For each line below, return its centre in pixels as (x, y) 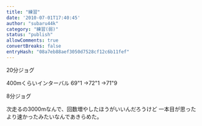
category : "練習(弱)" (32, 29)
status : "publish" (30, 35)
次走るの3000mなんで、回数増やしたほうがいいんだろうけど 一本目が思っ (99, 109)
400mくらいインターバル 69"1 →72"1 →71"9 (62, 83)
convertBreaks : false (34, 46)
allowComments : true (33, 40)
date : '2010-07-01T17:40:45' (43, 18)
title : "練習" (23, 12)
